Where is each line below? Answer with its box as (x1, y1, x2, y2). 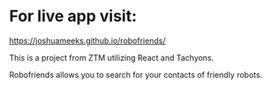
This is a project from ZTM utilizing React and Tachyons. (9, 52, 215, 63)
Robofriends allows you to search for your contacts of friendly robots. (9, 69, 263, 80)
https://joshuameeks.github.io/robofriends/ (9, 35, 166, 46)
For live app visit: (9, 6, 138, 26)
